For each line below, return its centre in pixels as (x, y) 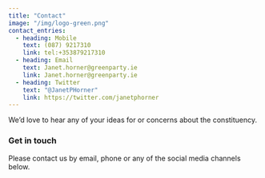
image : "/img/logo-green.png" (59, 23)
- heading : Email (44, 61)
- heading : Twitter (48, 82)
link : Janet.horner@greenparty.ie (80, 75)
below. (19, 166)
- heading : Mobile (46, 38)
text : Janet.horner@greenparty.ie (80, 68)
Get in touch (33, 140)
